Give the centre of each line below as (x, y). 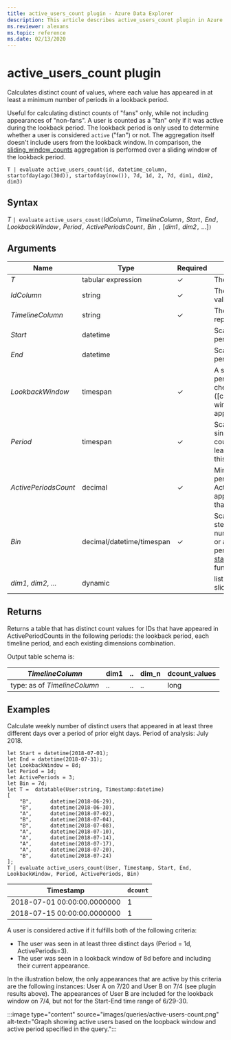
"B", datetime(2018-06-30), (67, 808)
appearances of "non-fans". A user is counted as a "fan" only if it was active (115, 121)
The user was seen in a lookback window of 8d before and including (114, 959)
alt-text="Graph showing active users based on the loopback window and (112, 1022)
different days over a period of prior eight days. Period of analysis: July (108, 733)
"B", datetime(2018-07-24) (66, 856)
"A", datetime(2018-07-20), (67, 850)
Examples (29, 709)
